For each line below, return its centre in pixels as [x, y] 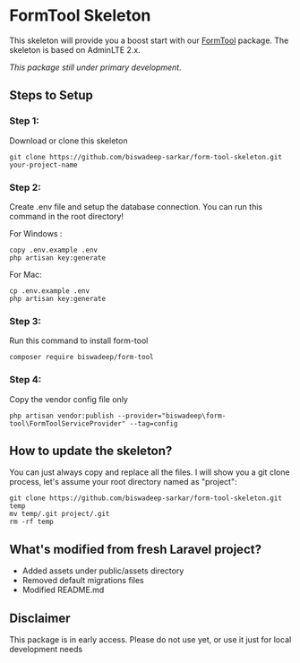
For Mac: [26, 274]
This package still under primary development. [95, 67]
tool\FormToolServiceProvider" [68, 423]
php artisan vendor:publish [62, 416]
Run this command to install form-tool [79, 340]
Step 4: [26, 380]
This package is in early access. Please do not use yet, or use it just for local [150, 639]
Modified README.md [63, 590]
